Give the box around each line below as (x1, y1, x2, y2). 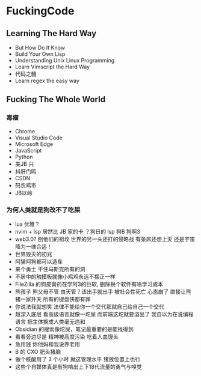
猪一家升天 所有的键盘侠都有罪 (14, 296, 91, 303)
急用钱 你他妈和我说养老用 (14, 341, 80, 348)
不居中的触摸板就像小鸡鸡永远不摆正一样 (14, 273, 116, 280)
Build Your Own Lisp (14, 50, 66, 58)
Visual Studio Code (14, 134, 63, 141)
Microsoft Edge (14, 140, 54, 148)
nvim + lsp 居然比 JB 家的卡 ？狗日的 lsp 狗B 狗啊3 (14, 228, 140, 235)
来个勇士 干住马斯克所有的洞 (14, 265, 85, 273)
